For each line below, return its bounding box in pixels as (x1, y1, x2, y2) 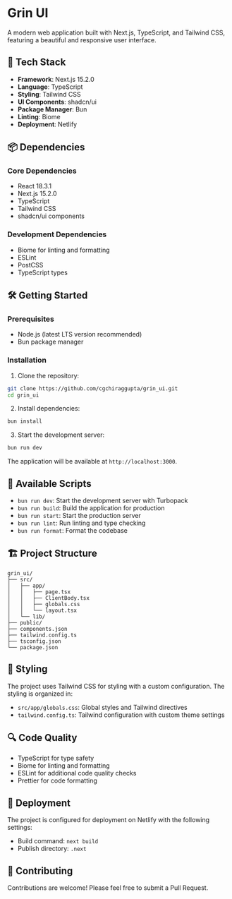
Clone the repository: (17, 371, 80, 380)
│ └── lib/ (7, 613, 46, 620)
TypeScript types (17, 268, 68, 277)
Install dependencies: (17, 404, 80, 413)
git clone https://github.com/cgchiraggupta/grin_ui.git (7, 385, 178, 392)
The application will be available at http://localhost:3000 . (7, 457, 178, 466)
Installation (7, 355, 47, 365)
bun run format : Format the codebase (17, 526, 128, 535)
